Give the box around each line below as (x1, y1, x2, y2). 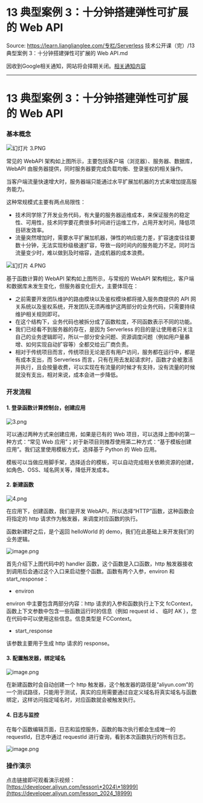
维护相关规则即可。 (14, 310, 63, 318)
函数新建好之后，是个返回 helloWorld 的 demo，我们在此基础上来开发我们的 (6, 528, 195, 535)
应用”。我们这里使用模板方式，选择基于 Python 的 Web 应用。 (6, 445, 160, 453)
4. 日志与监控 (6, 711, 39, 718)
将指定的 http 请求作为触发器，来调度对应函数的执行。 (6, 515, 141, 522)
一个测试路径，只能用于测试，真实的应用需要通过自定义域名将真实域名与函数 (6, 688, 197, 696)
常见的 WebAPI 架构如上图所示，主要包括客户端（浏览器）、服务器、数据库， (6, 158, 196, 165)
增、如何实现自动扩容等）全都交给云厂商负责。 (14, 341, 132, 348)
